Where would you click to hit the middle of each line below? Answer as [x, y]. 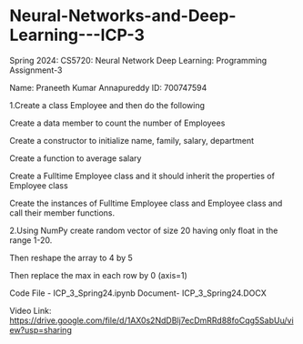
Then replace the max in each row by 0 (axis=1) [99, 275]
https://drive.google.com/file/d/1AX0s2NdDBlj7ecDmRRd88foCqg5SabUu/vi [151, 320]
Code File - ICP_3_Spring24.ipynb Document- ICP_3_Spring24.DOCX [138, 293]
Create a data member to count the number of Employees [117, 123]
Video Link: [30, 310]
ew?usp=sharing [41, 329]
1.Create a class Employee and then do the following [107, 105]
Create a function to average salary [76, 158]
